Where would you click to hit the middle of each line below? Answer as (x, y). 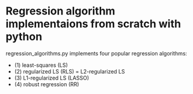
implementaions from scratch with (93, 24)
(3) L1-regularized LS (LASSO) (52, 78)
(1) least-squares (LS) (41, 65)
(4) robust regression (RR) (47, 84)
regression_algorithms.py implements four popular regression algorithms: (96, 53)
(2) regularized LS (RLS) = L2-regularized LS (69, 71)
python (24, 37)
